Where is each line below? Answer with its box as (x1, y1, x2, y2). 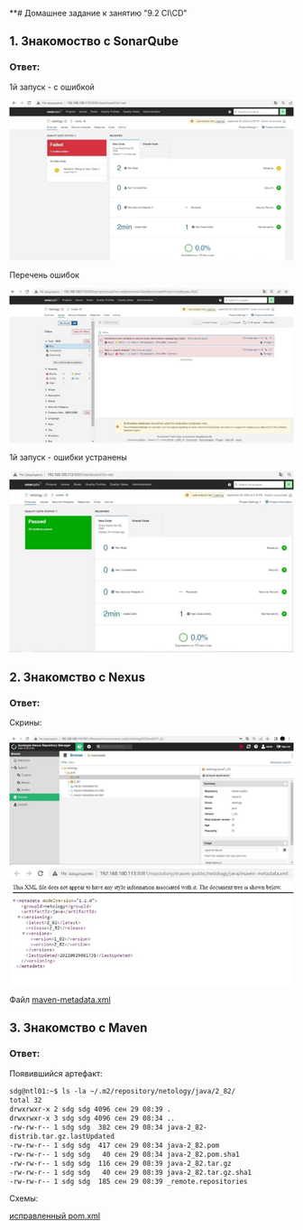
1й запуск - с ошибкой (9, 81, 95, 92)
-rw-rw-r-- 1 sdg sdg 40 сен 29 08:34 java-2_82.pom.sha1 (9, 1150, 241, 1159)
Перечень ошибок (9, 270, 79, 281)
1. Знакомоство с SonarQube (9, 33, 179, 49)
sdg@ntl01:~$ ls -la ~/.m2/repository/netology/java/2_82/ (9, 1086, 236, 1095)
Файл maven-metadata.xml (9, 994, 111, 1005)
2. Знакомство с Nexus (9, 670, 146, 685)
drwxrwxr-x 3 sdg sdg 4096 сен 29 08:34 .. (9, 1114, 176, 1123)
